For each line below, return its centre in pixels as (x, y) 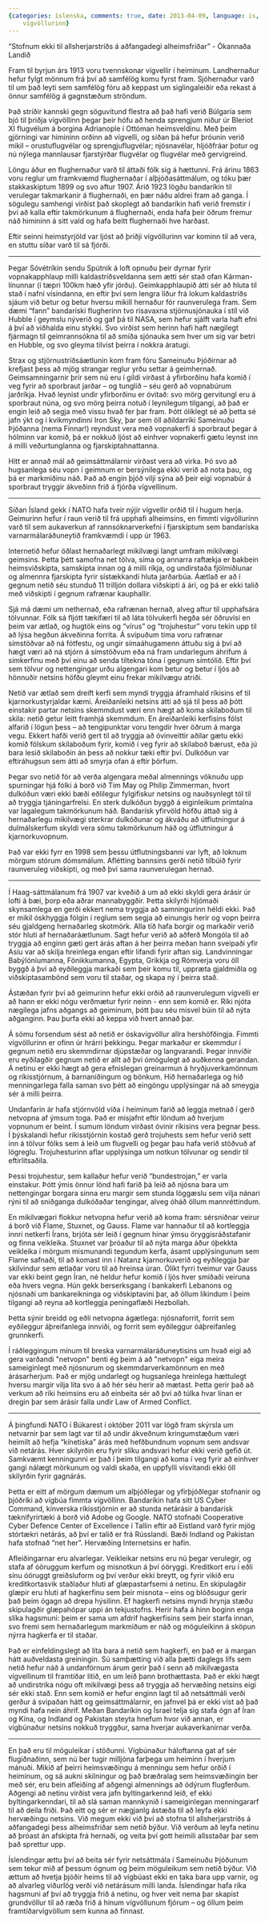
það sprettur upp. (37, 1844)
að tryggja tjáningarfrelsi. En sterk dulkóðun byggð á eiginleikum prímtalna (131, 802)
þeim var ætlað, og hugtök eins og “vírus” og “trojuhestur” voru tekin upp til (133, 626)
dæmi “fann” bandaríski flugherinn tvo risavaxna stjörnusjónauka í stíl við (129, 311)
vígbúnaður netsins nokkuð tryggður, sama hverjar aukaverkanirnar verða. (130, 1727)
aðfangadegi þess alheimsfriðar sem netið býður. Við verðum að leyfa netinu (134, 1827)
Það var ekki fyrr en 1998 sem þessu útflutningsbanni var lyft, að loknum (128, 852)
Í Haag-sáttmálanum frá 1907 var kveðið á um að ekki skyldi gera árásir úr (130, 892)
